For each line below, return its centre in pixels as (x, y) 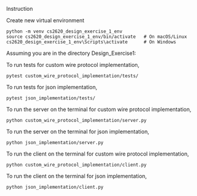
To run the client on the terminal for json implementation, (77, 176)
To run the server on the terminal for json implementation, (78, 131)
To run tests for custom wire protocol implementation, (73, 65)
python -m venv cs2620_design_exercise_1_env (64, 31)
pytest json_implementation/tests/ (51, 98)
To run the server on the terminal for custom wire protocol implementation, (99, 109)
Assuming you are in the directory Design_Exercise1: (71, 53)
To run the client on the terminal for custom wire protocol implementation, (98, 154)
